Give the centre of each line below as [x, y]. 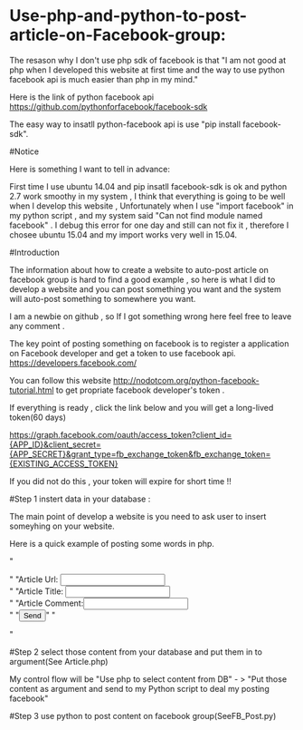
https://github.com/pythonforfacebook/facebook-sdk [109, 106]
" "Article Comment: [47, 603]
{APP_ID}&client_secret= [55, 444]
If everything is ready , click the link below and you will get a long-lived [142, 407]
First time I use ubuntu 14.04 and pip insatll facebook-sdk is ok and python [148, 186]
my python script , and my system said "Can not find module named [136, 215]
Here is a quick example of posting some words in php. [112, 543]
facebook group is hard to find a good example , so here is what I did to [142, 279]
